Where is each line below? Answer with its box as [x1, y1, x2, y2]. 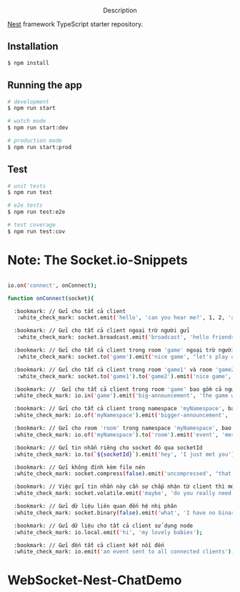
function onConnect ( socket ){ [7, 295, 94, 302]
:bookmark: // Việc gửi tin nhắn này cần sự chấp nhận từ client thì [14, 483, 225, 491]
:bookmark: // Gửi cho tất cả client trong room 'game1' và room [14, 366, 213, 373]
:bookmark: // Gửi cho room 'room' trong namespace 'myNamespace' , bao [14, 424, 232, 432]
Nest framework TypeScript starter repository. [7, 20, 144, 28]
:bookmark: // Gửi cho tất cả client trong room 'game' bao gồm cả [14, 385, 222, 393]
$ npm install [7, 59, 50, 66]
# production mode [7, 137, 62, 144]
